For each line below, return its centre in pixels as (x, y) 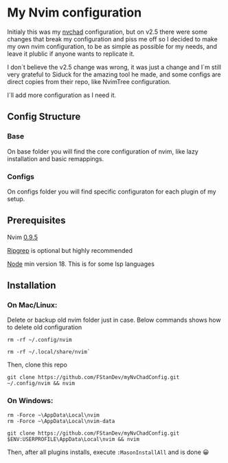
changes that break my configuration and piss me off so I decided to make (112, 39)
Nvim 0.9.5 (22, 237)
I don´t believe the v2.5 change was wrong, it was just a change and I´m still (114, 67)
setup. (16, 198)
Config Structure (44, 117)
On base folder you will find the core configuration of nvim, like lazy (103, 151)
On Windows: (30, 401)
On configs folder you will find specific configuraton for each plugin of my (112, 192)
